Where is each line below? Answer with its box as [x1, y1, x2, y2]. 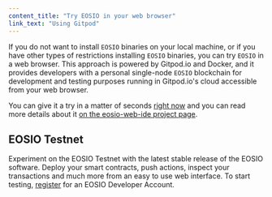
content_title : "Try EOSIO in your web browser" [8, 11, 176, 20]
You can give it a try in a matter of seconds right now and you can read [8, 101, 246, 110]
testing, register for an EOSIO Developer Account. [8, 180, 175, 190]
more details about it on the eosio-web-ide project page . [8, 109, 198, 118]
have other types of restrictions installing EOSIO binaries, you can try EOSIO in [8, 50, 264, 60]
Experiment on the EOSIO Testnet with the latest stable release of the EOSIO [8, 154, 264, 164]
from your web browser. [8, 84, 89, 94]
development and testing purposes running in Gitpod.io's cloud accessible [8, 76, 257, 86]
